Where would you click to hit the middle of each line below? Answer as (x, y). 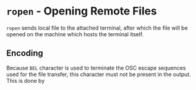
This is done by (26, 80)
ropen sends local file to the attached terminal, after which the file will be (97, 28)
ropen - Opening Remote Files (82, 11)
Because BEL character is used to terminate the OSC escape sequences (96, 68)
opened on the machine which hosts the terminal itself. (75, 34)
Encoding (25, 53)
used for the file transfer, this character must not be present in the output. (99, 74)
